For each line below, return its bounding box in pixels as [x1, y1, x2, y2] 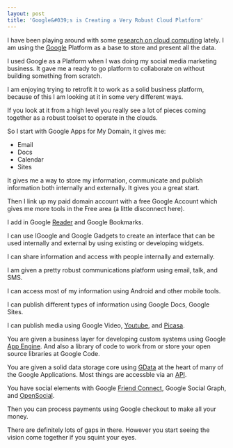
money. [7, 412, 29, 420]
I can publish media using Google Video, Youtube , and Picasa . [7, 321, 186, 330]
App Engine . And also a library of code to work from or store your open [7, 342, 211, 350]
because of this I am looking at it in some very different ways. [7, 92, 184, 101]
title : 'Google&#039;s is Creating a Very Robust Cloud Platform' [7, 17, 204, 24]
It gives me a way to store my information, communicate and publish [7, 176, 203, 185]
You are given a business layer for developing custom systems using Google [7, 334, 226, 343]
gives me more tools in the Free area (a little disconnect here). [7, 204, 185, 213]
